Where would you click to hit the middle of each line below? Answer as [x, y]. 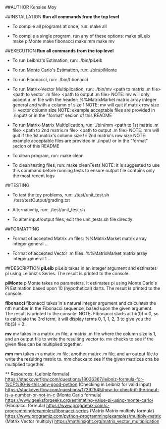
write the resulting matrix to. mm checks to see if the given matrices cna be [82, 359]
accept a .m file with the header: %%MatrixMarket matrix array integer [84, 99]
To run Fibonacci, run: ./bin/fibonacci [50, 79]
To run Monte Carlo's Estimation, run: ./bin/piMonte [65, 70]
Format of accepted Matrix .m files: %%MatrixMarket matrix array [80, 238]
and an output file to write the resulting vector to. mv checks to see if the [80, 339]
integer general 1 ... [32, 259]
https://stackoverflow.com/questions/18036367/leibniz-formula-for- [75, 379]
